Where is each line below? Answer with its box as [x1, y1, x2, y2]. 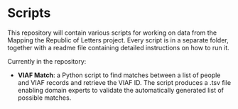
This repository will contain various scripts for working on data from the [7, 28, 217, 37]
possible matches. [17, 93, 72, 102]
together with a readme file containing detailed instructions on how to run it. [7, 43, 229, 52]
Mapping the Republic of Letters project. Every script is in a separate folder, [7, 35, 229, 44]
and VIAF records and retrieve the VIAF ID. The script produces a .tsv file [17, 78, 232, 86]
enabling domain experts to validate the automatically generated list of [17, 86, 224, 94]
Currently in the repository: [7, 57, 87, 65]
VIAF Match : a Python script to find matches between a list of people [17, 71, 221, 79]
